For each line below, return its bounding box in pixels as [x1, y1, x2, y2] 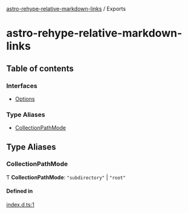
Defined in [6, 187, 33, 195]
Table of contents [6, 63, 74, 73]
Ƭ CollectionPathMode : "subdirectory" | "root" [6, 173, 126, 181]
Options [15, 95, 35, 102]
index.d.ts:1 [6, 201, 34, 209]
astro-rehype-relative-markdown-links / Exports [6, 5, 126, 12]
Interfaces [6, 81, 37, 90]
